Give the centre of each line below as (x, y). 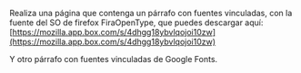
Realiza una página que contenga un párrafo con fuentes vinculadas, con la (151, 13)
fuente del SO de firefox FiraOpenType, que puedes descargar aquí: (136, 23)
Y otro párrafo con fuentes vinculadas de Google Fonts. (114, 59)
